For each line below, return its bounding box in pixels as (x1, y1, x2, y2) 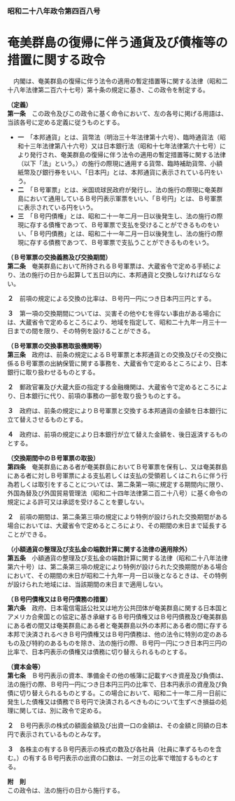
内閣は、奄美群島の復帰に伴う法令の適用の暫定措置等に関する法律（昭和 (13, 76, 222, 85)
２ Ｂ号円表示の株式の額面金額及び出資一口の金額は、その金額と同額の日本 (7, 721, 228, 729)
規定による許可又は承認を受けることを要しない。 (7, 497, 148, 506)
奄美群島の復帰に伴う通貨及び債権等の (7, 35, 229, 51)
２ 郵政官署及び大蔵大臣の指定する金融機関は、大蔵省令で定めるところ (7, 382, 215, 391)
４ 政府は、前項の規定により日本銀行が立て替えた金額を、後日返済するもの (7, 430, 228, 438)
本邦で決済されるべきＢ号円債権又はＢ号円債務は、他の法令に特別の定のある (7, 630, 228, 638)
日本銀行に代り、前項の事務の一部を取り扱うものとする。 (19, 391, 185, 400)
